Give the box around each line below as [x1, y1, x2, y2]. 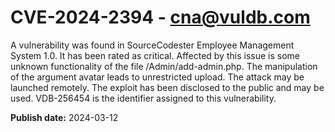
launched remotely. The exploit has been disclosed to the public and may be [10, 81, 325, 93]
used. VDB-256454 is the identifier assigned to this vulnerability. [10, 92, 277, 104]
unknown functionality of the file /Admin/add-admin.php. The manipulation [10, 60, 318, 72]
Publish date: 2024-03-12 [10, 111, 119, 123]
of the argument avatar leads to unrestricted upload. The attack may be [10, 71, 305, 83]
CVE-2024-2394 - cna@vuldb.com [10, 6, 311, 29]
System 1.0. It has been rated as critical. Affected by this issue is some [10, 49, 300, 61]
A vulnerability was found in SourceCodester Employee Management [10, 39, 295, 51]
